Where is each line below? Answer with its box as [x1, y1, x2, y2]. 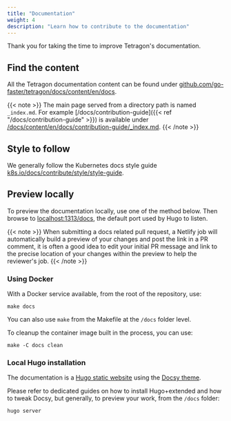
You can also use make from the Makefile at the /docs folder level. [7, 315, 192, 324]
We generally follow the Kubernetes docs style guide [7, 161, 157, 169]
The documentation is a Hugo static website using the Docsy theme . [7, 373, 201, 382]
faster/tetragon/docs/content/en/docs [7, 88, 115, 96]
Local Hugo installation [7, 358, 86, 368]
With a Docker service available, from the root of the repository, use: [7, 290, 202, 298]
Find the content [7, 61, 79, 73]
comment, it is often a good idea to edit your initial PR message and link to [7, 242, 218, 251]
